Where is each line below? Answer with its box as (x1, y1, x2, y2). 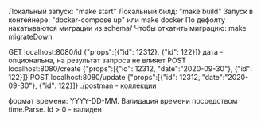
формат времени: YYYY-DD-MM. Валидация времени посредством (8, 96, 238, 105)
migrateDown (8, 32, 53, 41)
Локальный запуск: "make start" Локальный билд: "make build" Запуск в (8, 7, 253, 16)
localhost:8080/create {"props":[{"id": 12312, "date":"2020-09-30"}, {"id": (8, 64, 252, 74)
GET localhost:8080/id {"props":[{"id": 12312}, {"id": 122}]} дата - (8, 47, 224, 56)
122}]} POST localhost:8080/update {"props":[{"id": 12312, (8, 73, 201, 81)
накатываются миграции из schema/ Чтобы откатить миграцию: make (8, 24, 247, 32)
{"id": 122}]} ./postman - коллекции (38, 81, 157, 90)
